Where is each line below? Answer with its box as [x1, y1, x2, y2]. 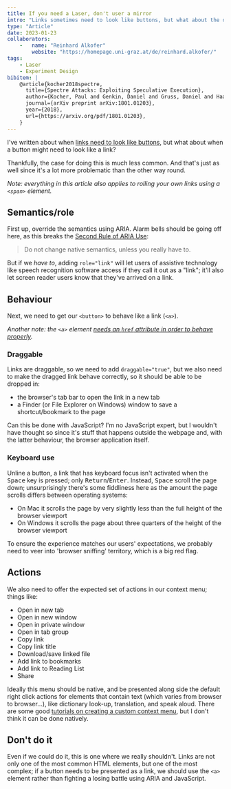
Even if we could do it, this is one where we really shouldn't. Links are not [7, 752, 215, 761]
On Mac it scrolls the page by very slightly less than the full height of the [16, 504, 223, 512]
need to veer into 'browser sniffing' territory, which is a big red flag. [7, 546, 199, 555]
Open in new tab [16, 606, 64, 614]
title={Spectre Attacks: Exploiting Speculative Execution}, [25, 87, 205, 94]
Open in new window [16, 613, 77, 621]
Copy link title [16, 642, 56, 650]
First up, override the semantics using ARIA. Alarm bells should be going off [7, 225, 222, 233]
